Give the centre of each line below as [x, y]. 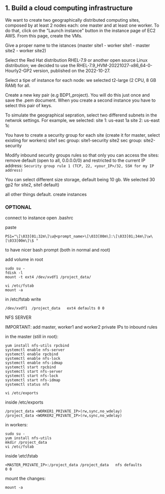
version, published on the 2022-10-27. [72, 71]
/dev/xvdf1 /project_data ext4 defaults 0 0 [55, 308]
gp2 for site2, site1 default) [32, 185]
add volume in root [24, 260]
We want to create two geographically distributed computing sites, [73, 20]
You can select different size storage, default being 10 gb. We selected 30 [80, 179]
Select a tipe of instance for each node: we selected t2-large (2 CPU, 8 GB [81, 80]
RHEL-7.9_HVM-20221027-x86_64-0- [115, 65]
